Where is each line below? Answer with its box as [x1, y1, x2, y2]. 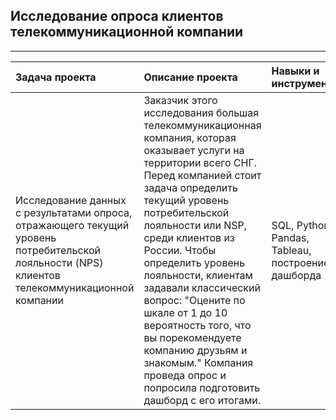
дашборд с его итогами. [143, 393, 261, 407]
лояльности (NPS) [15, 255, 104, 269]
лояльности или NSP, [143, 218, 248, 232]
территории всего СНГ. [143, 155, 257, 169]
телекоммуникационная [143, 118, 262, 132]
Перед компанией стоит [143, 168, 262, 182]
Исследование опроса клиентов [10, 8, 224, 25]
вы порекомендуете [143, 330, 242, 344]
